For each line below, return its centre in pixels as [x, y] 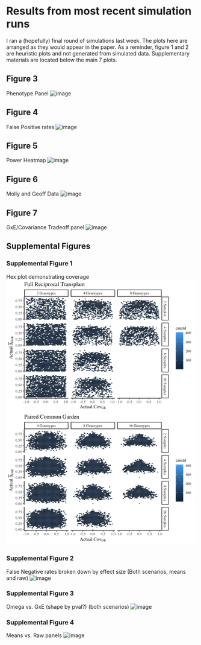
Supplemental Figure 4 [40, 622]
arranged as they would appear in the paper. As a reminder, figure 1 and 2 [97, 47]
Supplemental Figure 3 [40, 594]
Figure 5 [22, 146]
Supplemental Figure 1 [39, 264]
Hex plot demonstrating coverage [48, 276]
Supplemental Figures [48, 246]
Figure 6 [22, 179]
